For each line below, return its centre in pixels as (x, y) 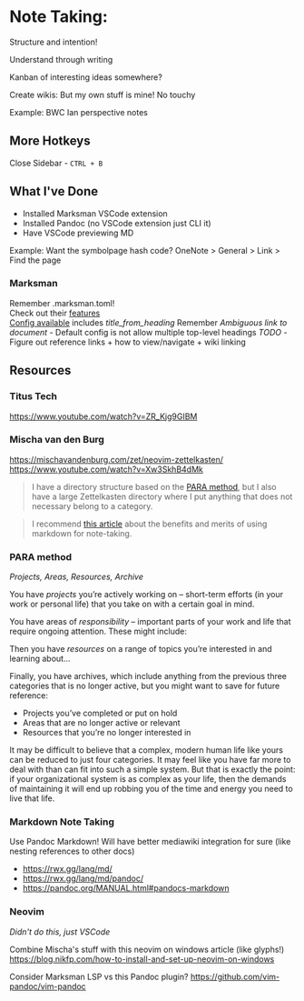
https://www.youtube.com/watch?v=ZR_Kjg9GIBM (103, 416)
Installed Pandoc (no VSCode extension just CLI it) (117, 223)
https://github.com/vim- (235, 976)
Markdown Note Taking (62, 822)
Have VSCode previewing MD (78, 233)
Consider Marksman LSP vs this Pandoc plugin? (99, 976)
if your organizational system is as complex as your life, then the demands (148, 779)
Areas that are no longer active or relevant (101, 723)
